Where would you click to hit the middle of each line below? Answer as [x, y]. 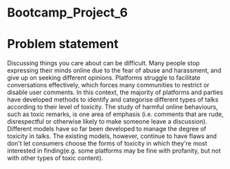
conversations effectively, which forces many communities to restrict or [108, 85]
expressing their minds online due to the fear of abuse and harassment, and [114, 71]
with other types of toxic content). [55, 158]
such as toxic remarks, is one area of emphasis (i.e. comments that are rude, [115, 114]
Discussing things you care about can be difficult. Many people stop [104, 63]
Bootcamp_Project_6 [68, 13]
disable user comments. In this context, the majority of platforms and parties [115, 92]
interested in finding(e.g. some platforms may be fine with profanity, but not [114, 151]
